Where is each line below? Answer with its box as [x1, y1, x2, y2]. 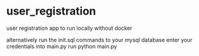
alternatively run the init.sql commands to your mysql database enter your [6, 36, 193, 43]
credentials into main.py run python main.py [6, 43, 118, 50]
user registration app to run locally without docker [6, 24, 133, 32]
